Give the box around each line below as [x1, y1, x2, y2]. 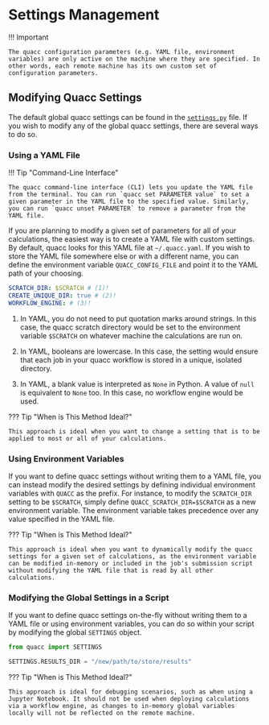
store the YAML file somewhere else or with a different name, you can [8, 251, 239, 261]
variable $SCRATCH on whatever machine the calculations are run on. [19, 330, 243, 340]
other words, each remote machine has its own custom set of [8, 62, 218, 70]
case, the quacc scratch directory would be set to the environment [19, 322, 241, 332]
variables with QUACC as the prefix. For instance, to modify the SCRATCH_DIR [8, 488, 252, 498]
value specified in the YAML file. [8, 514, 115, 524]
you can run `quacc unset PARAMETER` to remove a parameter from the [8, 205, 247, 213]
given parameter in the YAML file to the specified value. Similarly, [8, 197, 250, 206]
